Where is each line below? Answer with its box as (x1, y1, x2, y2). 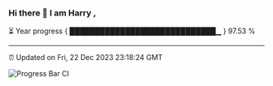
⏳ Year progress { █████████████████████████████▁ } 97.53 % (8, 26, 256, 36)
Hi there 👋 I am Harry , (8, 7, 97, 19)
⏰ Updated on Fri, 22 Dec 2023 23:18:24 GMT (8, 53, 163, 62)
